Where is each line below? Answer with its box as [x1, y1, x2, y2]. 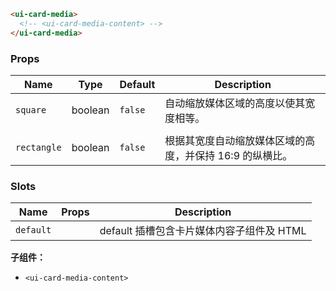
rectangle [15, 141, 62, 153]
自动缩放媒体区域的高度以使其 [164, 96, 306, 110]
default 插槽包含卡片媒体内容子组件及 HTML [99, 224, 307, 238]
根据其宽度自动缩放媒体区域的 [164, 133, 306, 147]
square [15, 104, 47, 115]
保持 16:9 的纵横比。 [194, 148, 293, 162]
